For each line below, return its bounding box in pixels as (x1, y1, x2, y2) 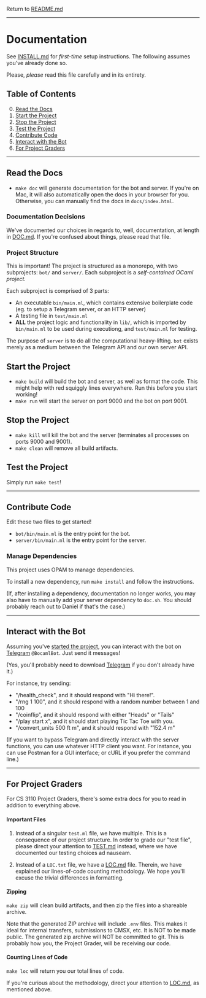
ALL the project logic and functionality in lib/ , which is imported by (15, 319, 186, 326)
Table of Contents (6, 89, 77, 99)
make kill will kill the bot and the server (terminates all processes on (15, 431, 189, 438)
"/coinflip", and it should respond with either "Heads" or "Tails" (15, 711, 175, 718)
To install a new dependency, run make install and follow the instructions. (6, 578, 194, 585)
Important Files (6, 816, 46, 823)
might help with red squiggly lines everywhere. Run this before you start (15, 384, 197, 392)
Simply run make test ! (6, 478, 61, 485)
